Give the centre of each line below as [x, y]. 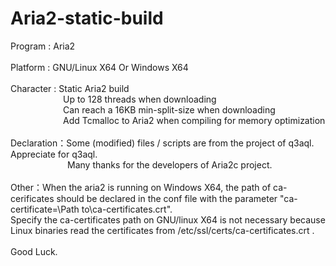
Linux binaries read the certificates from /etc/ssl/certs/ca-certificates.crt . [162, 230]
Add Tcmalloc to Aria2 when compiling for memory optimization [194, 120]
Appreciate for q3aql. [54, 154]
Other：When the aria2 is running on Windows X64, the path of [141, 187]
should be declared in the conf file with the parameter [167, 198]
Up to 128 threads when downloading [140, 99]
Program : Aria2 [43, 46]
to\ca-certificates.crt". [127, 209]
